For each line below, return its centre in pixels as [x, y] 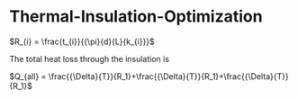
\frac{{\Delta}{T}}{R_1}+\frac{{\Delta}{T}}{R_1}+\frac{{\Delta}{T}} [169, 76]
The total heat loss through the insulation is [89, 58]
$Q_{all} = [28, 76]
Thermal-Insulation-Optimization [136, 17]
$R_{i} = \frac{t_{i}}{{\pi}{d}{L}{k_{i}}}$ [82, 41]
